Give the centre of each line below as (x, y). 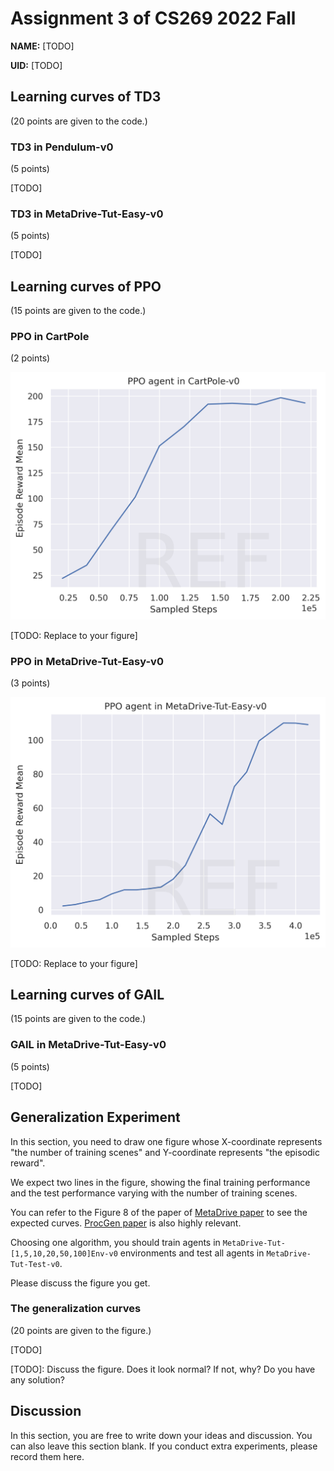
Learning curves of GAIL (87, 995)
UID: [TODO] (36, 65)
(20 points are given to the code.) (79, 121)
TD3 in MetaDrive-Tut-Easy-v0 (87, 214)
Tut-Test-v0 (35, 1264)
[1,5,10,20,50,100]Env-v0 (64, 1253)
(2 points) (30, 358)
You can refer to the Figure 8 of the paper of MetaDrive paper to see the (159, 1212)
